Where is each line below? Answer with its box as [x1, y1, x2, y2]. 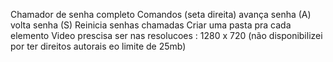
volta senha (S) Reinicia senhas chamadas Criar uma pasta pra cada [10, 19, 292, 31]
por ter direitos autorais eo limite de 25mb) [10, 40, 187, 52]
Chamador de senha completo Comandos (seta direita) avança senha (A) [10, 9, 312, 20]
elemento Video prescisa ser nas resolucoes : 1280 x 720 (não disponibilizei [10, 30, 323, 41]
